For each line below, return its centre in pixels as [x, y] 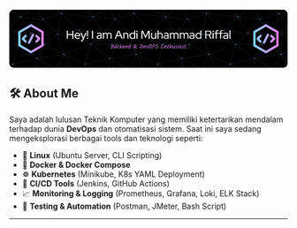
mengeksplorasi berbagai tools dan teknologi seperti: [106, 138]
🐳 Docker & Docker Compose [76, 164]
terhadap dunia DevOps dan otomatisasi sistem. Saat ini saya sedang [136, 128]
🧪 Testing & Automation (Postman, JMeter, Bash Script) [124, 206]
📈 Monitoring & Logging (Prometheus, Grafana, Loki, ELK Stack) [141, 193]
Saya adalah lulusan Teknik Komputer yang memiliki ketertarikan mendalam [146, 119]
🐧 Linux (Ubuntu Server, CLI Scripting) [92, 155]
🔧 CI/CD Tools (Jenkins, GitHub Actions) [96, 183]
